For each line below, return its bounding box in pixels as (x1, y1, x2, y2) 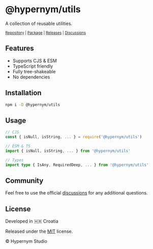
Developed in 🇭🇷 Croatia (5, 218, 58, 225)
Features (5, 44, 34, 53)
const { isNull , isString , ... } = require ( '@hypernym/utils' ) (5, 134, 142, 140)
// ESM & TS (5, 144, 30, 149)
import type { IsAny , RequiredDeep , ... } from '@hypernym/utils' (5, 162, 149, 168)
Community (5, 176, 44, 185)
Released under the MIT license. (5, 228, 73, 235)
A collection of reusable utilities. (5, 20, 73, 26)
